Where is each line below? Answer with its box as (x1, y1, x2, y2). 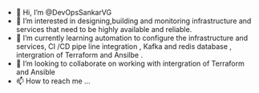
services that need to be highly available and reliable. (15, 25, 192, 34)
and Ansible (15, 67, 56, 76)
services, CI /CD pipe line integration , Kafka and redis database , (15, 42, 233, 51)
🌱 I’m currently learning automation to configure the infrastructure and (15, 33, 249, 42)
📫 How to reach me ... (15, 76, 91, 86)
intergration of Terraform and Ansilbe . (15, 51, 143, 59)
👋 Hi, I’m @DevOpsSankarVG (15, 8, 112, 17)
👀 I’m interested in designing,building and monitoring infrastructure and (15, 16, 252, 26)
